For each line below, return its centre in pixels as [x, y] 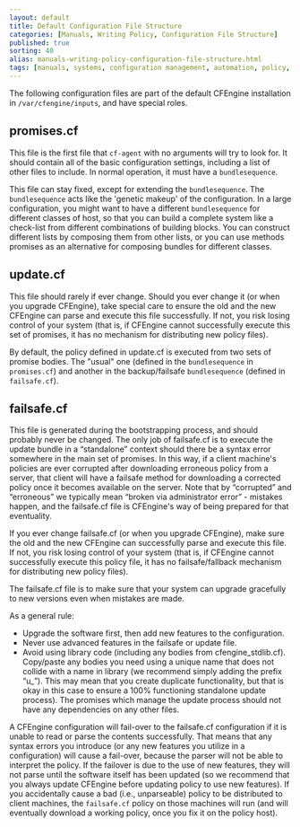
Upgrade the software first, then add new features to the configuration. [153, 633]
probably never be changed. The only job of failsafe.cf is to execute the [141, 440]
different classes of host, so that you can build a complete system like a [141, 217]
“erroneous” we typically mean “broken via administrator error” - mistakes [146, 497]
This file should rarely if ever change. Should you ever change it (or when [145, 296]
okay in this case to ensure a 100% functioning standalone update [144, 691]
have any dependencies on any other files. [101, 709]
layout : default [39, 18]
